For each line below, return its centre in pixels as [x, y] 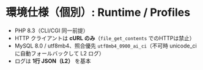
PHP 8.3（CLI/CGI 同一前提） [51, 30]
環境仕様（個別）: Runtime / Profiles [98, 12]
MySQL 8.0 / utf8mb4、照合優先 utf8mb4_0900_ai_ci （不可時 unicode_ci [105, 46]
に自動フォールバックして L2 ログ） [59, 53]
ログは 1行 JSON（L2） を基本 [53, 61]
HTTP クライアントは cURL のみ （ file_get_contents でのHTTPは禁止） [105, 38]
